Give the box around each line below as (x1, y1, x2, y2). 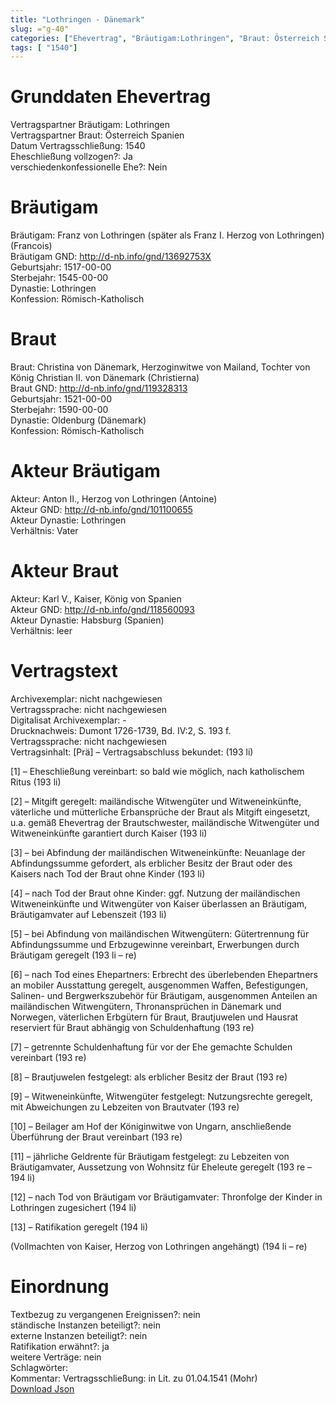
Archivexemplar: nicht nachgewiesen (10, 692, 163, 705)
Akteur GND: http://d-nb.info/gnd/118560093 (10, 603, 195, 615)
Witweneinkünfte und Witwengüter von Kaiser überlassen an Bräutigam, (10, 897, 308, 910)
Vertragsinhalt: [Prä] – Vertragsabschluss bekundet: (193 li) (10, 746, 254, 758)
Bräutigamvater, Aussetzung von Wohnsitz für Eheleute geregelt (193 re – (10, 1161, 313, 1173)
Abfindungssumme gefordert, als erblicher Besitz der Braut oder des (10, 857, 293, 869)
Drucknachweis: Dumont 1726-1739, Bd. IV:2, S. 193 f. (10, 724, 232, 736)
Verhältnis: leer (10, 624, 73, 636)
